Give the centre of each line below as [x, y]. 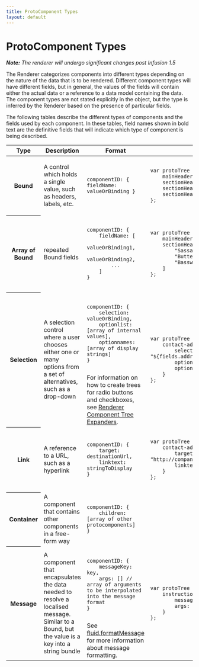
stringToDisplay [110, 468]
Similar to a [59, 621]
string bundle [62, 651]
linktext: [113, 462]
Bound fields [61, 257]
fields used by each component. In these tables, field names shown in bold [97, 124]
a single [54, 182]
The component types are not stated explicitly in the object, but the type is [97, 100]
